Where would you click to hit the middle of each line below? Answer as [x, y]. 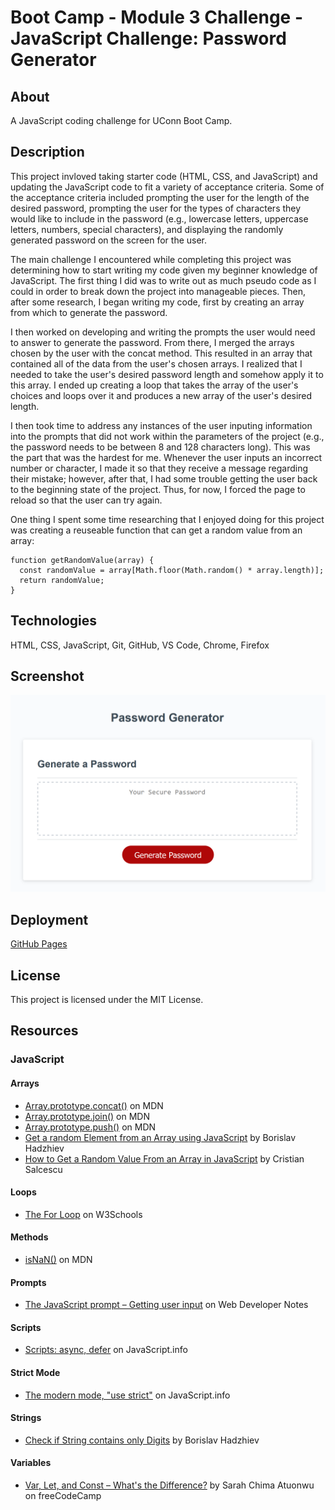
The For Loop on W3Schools [83, 1214]
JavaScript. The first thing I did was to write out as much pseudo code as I [163, 280]
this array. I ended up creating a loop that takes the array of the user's [154, 385]
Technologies [54, 621]
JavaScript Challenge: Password [148, 38]
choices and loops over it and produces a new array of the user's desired [161, 395]
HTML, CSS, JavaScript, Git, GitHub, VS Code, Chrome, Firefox [140, 645]
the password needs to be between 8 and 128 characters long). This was [160, 447]
